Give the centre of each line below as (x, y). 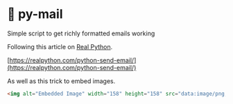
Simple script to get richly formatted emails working (81, 33)
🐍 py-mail (35, 14)
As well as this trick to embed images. (61, 81)
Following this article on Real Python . (60, 46)
